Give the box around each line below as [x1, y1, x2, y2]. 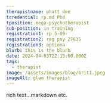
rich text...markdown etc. [6, 92, 67, 99]
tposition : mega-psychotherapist [6, 20, 90, 26]
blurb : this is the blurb [6, 48, 70, 54]
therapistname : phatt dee [6, 8, 70, 15]
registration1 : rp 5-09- [6, 31, 68, 37]
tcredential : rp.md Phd [6, 14, 66, 20]
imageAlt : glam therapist [6, 75, 70, 81]
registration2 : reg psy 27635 [6, 36, 82, 42]
